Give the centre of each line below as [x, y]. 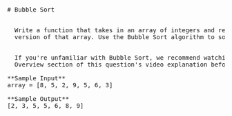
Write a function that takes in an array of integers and [115, 30]
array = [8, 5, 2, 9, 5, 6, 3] [60, 85]
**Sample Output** [38, 99]
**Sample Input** [36, 78]
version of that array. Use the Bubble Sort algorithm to [115, 37]
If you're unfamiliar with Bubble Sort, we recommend [107, 58]
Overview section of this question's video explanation [111, 65]
